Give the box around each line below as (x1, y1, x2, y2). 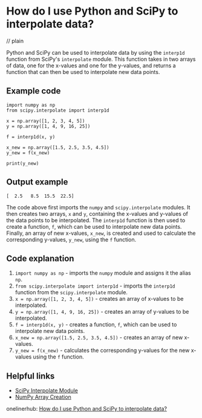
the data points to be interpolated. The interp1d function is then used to (6, 217, 186, 224)
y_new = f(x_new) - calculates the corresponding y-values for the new (15, 347, 190, 354)
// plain (6, 37, 24, 44)
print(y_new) (6, 160, 39, 166)
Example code (6, 86, 61, 96)
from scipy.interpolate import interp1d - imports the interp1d (15, 282, 175, 289)
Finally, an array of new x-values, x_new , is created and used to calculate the (6, 229, 196, 237)
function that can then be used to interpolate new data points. (6, 68, 160, 75)
